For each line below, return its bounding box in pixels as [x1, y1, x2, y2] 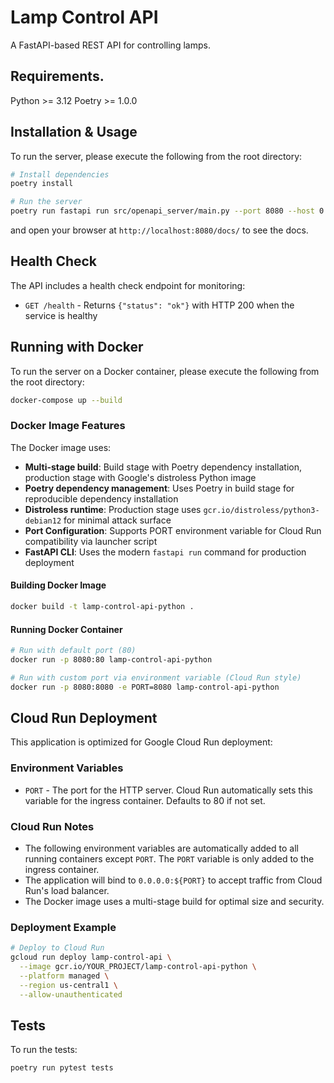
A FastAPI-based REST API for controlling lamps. [10, 39, 211, 51]
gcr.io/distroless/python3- [203, 505, 320, 515]
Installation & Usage [10, 124, 138, 141]
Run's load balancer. [24, 885, 110, 897]
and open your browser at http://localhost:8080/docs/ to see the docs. [10, 224, 309, 236]
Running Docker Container [10, 623, 123, 635]
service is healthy [24, 309, 98, 321]
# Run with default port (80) [10, 646, 137, 656]
